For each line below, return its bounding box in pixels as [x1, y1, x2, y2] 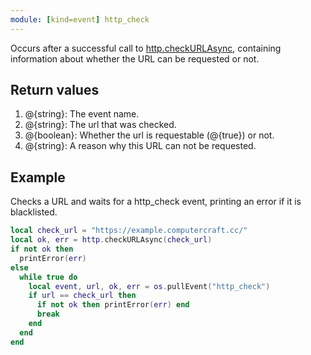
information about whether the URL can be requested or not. [10, 52, 260, 65]
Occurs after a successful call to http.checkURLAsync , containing [10, 42, 282, 54]
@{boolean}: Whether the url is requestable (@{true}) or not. [24, 129, 275, 141]
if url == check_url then [28, 291, 137, 301]
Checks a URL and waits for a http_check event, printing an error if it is [10, 196, 302, 208]
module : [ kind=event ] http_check [10, 14, 150, 25]
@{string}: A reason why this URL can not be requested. [24, 140, 257, 152]
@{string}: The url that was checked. [24, 119, 177, 131]
